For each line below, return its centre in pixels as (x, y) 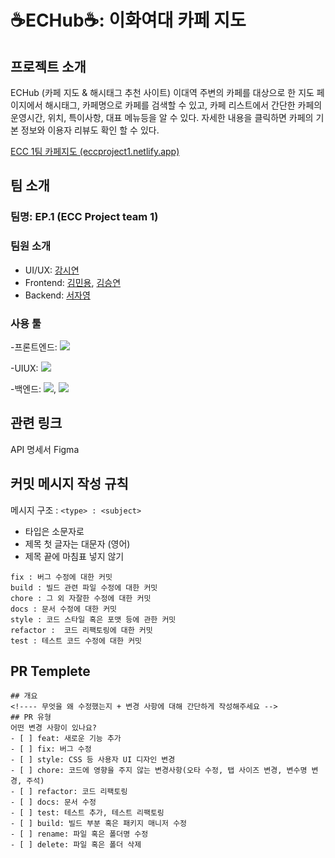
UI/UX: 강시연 (52, 270)
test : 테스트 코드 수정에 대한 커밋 (76, 641)
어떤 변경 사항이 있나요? (54, 728)
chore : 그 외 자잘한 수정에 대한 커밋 (81, 598)
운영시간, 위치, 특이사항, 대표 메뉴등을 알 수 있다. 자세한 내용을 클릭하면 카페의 (162, 117)
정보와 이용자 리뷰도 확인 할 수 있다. (90, 130)
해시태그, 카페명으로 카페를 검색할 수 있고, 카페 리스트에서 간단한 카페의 (183, 105)
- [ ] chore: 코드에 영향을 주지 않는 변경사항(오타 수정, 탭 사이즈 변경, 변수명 (159, 771)
